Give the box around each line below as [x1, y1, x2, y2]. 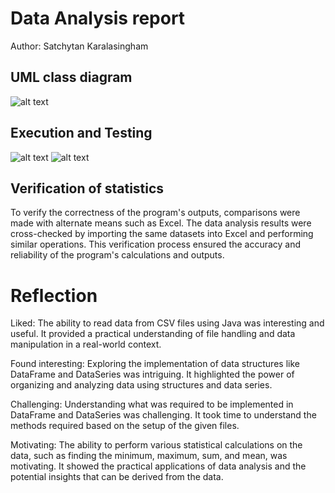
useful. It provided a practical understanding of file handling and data [10, 328, 296, 340]
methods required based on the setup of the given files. [10, 420, 240, 432]
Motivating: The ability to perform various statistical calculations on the [10, 439, 303, 451]
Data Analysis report [10, 7, 186, 30]
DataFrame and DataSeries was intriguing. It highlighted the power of [10, 368, 295, 381]
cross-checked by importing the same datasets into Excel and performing [10, 228, 314, 240]
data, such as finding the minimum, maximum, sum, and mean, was [10, 450, 288, 462]
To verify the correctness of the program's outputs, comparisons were [10, 207, 301, 219]
